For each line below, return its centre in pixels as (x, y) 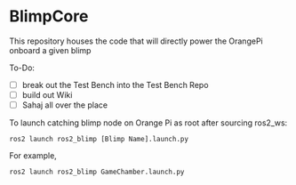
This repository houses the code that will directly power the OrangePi (136, 41)
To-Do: (22, 68)
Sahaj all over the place (65, 105)
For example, (33, 156)
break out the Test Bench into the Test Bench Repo (115, 84)
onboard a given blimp (50, 50)
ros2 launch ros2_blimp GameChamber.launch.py (97, 172)
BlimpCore (49, 16)
